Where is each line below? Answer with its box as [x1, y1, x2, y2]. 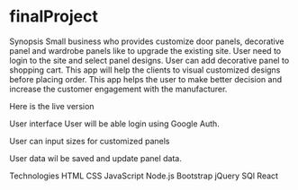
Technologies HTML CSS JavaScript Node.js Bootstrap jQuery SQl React [9, 170, 279, 181]
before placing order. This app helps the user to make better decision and [9, 73, 282, 84]
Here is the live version [9, 100, 95, 111]
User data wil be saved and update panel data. [9, 152, 182, 163]
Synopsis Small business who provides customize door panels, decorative [9, 36, 285, 47]
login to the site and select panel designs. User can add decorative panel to [9, 55, 290, 65]
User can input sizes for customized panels [9, 135, 170, 146]
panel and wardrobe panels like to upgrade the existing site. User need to [9, 45, 282, 56]
